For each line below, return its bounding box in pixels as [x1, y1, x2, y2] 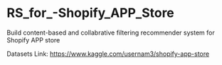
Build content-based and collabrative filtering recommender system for [6, 28, 215, 37]
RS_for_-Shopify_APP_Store [6, 5, 175, 21]
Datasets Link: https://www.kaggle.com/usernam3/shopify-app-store [6, 49, 210, 58]
